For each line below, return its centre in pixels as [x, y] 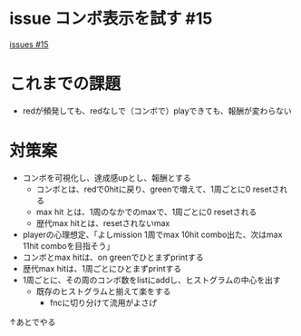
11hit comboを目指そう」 [68, 245]
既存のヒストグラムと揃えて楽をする [103, 291]
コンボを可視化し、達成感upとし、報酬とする [107, 177]
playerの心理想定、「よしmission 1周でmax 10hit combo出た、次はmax [152, 234]
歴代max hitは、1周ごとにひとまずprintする [102, 268]
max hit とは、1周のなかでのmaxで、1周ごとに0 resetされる [146, 212]
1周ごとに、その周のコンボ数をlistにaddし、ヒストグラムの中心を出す [151, 280]
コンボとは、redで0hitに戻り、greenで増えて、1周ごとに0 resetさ [158, 189]
